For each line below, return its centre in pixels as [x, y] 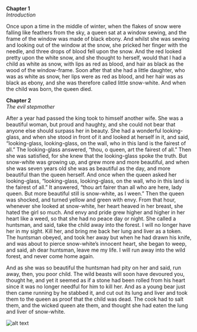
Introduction [21, 15]
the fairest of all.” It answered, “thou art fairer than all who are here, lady [94, 187]
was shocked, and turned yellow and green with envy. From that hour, [91, 200]
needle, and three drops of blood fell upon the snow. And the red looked [94, 51]
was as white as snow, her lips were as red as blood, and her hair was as [95, 77]
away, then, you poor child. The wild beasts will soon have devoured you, [96, 274]
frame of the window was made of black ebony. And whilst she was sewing [98, 39]
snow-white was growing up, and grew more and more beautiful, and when [98, 162]
